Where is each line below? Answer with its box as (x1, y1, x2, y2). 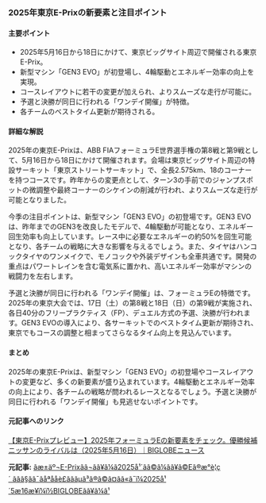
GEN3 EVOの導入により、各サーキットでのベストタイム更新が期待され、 (21, 318, 258, 328)
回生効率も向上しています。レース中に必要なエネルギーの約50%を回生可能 (8, 232, 253, 241)
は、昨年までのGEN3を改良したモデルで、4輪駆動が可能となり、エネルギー (8, 222, 254, 232)
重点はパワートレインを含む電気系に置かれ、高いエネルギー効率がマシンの (8, 262, 253, 271)
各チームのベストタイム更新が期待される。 (19, 107, 160, 117)
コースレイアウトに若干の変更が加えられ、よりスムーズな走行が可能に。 (19, 87, 256, 97)
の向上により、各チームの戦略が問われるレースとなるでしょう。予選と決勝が (8, 386, 257, 396)
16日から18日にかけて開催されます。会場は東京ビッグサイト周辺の (33, 156, 249, 165)
